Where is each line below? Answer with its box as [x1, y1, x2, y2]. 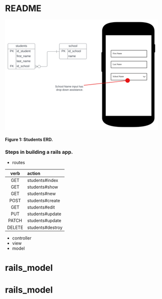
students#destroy [27, 224, 63, 230]
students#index [27, 177, 58, 183]
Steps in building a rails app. [5, 149, 73, 155]
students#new [27, 191, 56, 196]
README [5, 3, 42, 14]
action [27, 170, 40, 176]
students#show [27, 184, 58, 190]
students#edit [27, 204, 55, 210]
